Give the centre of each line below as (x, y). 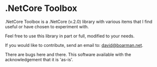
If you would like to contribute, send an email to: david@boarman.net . (74, 45)
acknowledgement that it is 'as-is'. (39, 59)
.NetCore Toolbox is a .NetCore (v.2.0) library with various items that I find (79, 22)
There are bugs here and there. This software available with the (68, 54)
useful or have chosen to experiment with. (47, 26)
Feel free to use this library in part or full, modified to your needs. (70, 36)
